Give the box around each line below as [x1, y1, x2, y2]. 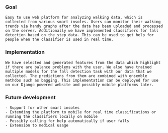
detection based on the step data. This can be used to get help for [5, 33, 154, 38]
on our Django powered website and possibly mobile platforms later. [5, 82, 154, 87]
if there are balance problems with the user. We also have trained [5, 64, 152, 70]
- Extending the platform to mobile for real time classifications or [5, 109, 156, 114]
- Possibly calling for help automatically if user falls [5, 118, 129, 123]
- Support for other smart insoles [5, 105, 80, 110]
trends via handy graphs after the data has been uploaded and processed [5, 24, 163, 29]
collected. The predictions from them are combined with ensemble [5, 73, 147, 79]
